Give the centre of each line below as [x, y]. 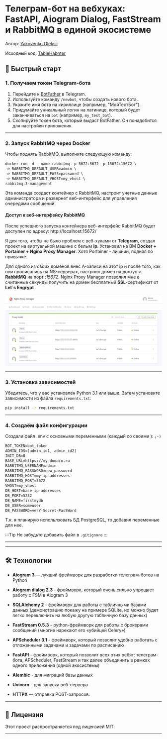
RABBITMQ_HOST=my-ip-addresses [38, 476]
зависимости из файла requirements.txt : [48, 398]
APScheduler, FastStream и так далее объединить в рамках [87, 660]
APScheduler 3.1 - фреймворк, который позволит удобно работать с [85, 640]
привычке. [16, 257]
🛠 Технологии [29, 560]
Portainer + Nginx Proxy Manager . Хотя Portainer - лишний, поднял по [79, 251]
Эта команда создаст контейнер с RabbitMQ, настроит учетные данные [81, 193]
